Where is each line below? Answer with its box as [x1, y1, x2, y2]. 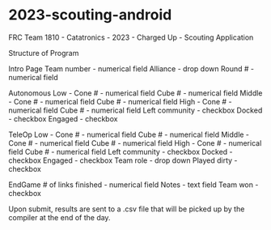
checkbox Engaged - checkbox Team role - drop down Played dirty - [8, 155, 238, 165]
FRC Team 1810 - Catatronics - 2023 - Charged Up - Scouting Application [8, 32, 254, 42]
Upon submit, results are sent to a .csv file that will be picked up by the [8, 204, 245, 214]
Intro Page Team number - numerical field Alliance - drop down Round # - [8, 63, 255, 74]
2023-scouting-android [8, 6, 172, 24]
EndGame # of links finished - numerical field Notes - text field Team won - [8, 180, 259, 190]
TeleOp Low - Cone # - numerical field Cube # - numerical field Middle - [8, 130, 249, 139]
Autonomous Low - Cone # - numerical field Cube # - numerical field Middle [8, 87, 263, 98]
